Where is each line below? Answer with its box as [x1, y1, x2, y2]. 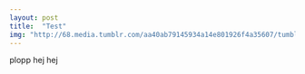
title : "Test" [9, 22, 67, 31]
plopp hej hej [9, 55, 59, 66]
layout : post [9, 13, 59, 23]
